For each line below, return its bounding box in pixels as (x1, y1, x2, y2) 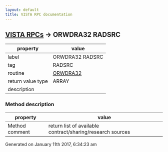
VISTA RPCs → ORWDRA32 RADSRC (5, 30, 121, 39)
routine (7, 70, 24, 77)
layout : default (5, 7, 39, 12)
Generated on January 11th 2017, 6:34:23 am (5, 141, 97, 147)
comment (7, 128, 30, 135)
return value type (7, 78, 48, 85)
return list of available (48, 122, 99, 129)
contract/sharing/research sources (48, 128, 130, 135)
